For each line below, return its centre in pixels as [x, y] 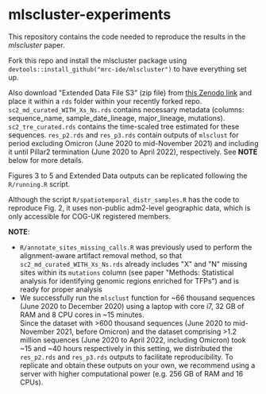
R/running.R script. [39, 183]
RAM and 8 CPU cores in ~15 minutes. [82, 315]
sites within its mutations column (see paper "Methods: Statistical [127, 272]
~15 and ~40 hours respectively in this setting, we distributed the [126, 348]
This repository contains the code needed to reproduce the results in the [127, 37]
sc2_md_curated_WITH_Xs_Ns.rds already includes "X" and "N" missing [133, 264]
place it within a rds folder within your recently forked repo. [105, 101]
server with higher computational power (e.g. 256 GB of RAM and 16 [131, 373]
